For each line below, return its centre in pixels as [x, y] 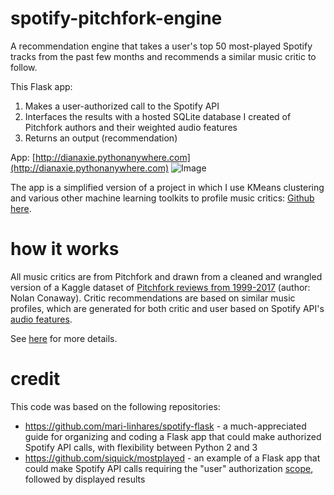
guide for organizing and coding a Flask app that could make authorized [173, 436]
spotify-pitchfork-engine [116, 18]
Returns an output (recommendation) [101, 138]
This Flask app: [41, 86]
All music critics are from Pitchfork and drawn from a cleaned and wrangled [166, 276]
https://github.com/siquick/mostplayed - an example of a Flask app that [172, 458]
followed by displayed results [85, 479]
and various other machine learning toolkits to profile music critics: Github [162, 198]
